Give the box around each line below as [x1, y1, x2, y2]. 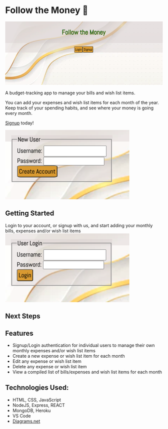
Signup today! [5, 120, 34, 126]
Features [5, 329, 33, 338]
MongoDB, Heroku [12, 407, 51, 413]
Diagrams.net [12, 418, 40, 424]
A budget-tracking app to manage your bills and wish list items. [5, 90, 135, 96]
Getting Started [5, 209, 54, 218]
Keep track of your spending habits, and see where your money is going [5, 105, 154, 111]
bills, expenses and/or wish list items [5, 228, 81, 234]
